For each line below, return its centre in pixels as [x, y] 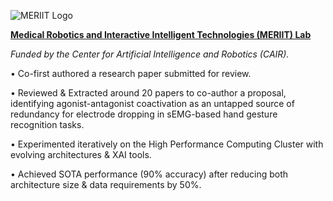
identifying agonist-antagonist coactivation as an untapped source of [152, 103]
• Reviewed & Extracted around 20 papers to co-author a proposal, [148, 93]
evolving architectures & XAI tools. [81, 154]
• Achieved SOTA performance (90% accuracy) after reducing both [149, 174]
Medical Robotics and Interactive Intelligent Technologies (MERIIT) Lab [161, 34]
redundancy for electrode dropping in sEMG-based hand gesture [144, 114]
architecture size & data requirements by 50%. [106, 184]
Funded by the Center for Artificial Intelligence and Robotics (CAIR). [150, 54]
